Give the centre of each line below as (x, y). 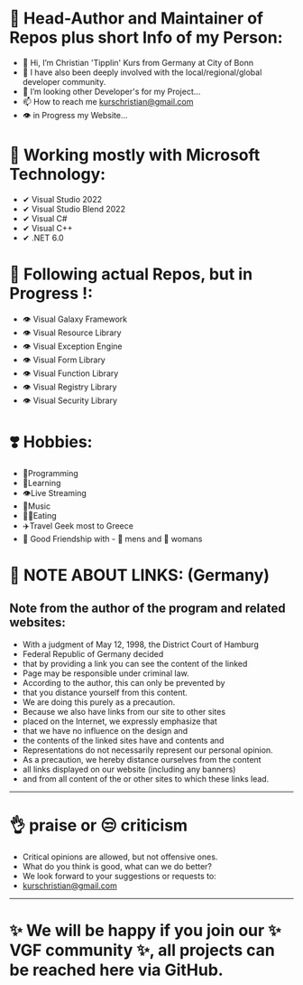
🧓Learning (41, 483)
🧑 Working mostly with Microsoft (135, 155)
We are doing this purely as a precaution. (99, 702)
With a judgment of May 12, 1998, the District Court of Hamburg (140, 644)
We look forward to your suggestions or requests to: (119, 876)
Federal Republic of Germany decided (93, 653)
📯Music (37, 506)
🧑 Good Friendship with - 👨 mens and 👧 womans (112, 539)
